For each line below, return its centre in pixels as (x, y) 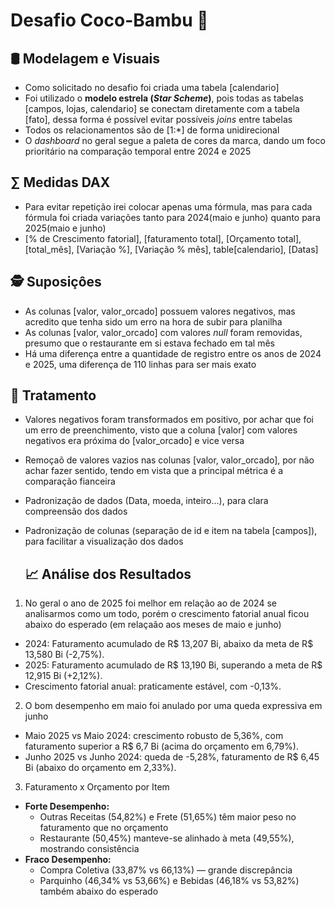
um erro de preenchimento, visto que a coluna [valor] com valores (161, 430)
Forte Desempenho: (67, 806)
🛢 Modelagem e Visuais (85, 58)
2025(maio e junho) (65, 228)
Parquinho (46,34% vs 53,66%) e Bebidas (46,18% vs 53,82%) (169, 881)
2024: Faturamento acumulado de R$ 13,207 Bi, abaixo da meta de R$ (169, 644)
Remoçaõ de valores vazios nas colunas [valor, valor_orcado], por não (169, 460)
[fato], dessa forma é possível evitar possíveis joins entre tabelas (158, 119)
